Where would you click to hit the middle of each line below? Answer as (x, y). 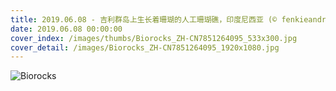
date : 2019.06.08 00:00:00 (66, 29)
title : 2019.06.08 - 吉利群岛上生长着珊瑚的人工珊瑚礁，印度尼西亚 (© (144, 19)
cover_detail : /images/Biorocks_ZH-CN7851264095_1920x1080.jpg (145, 47)
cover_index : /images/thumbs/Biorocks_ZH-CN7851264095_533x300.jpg (154, 38)
